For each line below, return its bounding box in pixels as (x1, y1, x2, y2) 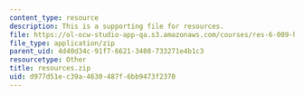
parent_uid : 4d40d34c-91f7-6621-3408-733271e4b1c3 (9, 47, 204, 56)
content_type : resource (9, 13, 100, 23)
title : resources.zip (9, 64, 91, 73)
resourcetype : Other (9, 55, 88, 64)
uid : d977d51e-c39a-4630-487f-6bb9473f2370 (9, 72, 176, 81)
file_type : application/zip (9, 38, 116, 48)
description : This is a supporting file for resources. (9, 22, 224, 31)
